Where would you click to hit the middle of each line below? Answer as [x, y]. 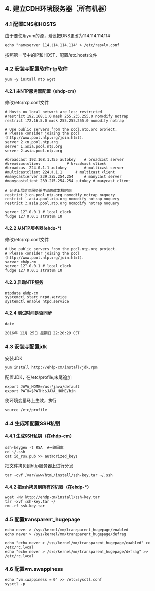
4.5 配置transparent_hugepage [43, 520]
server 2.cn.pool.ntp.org [31, 142]
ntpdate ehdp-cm [22, 293]
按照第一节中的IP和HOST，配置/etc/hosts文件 [51, 55]
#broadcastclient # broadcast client [56, 164]
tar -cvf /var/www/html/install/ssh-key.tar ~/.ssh [59, 475]
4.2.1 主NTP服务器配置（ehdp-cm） [42, 91]
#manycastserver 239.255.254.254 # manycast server [63, 177]
